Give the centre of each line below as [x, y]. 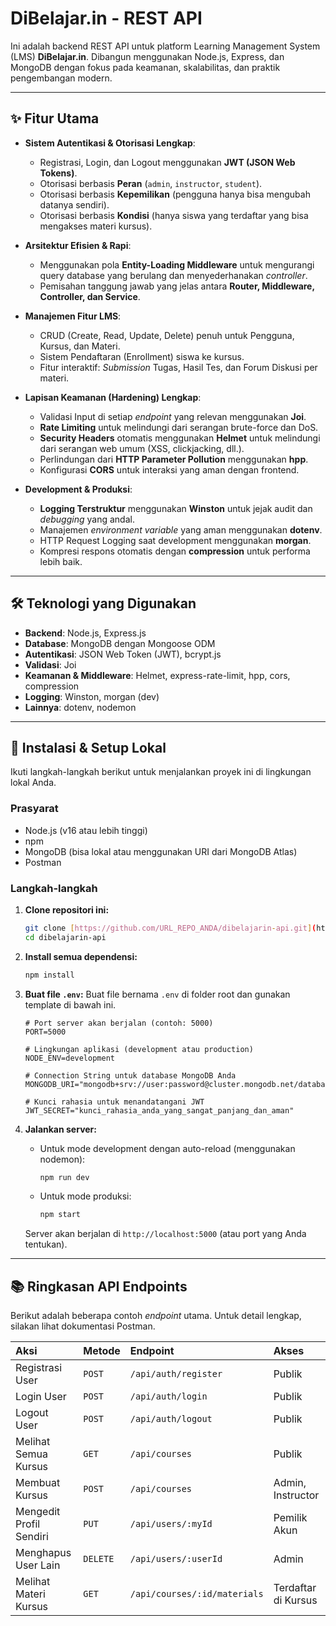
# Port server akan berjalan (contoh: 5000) [119, 1023]
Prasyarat [34, 809]
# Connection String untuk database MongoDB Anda [130, 1075]
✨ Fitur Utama [55, 118]
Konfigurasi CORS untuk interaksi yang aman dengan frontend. [169, 469]
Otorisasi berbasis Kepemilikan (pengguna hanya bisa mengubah [175, 194]
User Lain [38, 1565]
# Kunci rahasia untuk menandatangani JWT [114, 1102]
